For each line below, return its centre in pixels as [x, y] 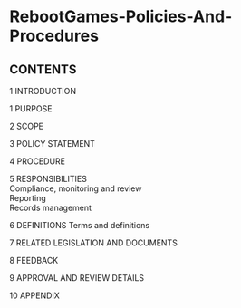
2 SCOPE [26, 126]
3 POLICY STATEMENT [52, 144]
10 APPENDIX [35, 295]
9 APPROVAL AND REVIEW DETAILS [77, 278]
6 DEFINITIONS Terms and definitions [80, 225]
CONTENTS [43, 69]
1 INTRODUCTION [43, 91]
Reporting [28, 198]
